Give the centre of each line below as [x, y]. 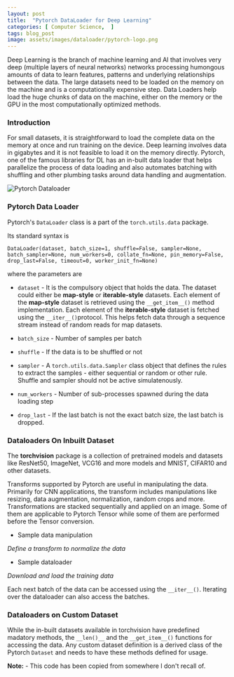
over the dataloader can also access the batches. [78, 597]
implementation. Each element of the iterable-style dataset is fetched [118, 310]
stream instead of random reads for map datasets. [90, 324]
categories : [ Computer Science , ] [61, 27]
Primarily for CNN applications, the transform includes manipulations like [112, 492]
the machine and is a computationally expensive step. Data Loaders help [112, 90]
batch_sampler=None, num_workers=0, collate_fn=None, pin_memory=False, [116, 254]
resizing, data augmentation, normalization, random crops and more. [106, 499]
